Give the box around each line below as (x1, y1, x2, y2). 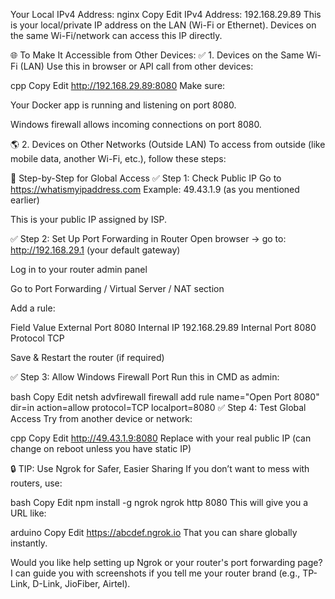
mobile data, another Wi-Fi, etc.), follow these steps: (10, 153, 227, 164)
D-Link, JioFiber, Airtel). (32, 578, 131, 589)
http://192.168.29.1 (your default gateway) (10, 244, 181, 256)
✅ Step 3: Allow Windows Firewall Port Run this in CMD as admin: (10, 371, 280, 383)
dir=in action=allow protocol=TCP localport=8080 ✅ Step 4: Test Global (10, 402, 307, 413)
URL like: (10, 507, 47, 519)
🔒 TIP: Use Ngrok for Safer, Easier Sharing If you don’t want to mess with (10, 463, 310, 474)
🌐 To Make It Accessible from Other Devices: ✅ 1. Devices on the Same (10, 49, 305, 61)
